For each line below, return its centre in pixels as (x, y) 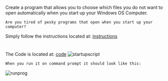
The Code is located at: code (36, 54)
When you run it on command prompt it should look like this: (73, 64)
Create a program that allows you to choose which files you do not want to (84, 7)
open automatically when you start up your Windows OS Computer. (77, 13)
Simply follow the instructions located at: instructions (61, 36)
